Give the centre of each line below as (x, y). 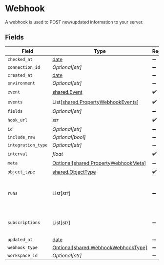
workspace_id (23, 255)
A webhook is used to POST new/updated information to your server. (74, 22)
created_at (20, 75)
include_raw (21, 137)
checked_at (20, 59)
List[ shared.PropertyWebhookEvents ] (95, 102)
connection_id (24, 67)
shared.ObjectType (74, 172)
